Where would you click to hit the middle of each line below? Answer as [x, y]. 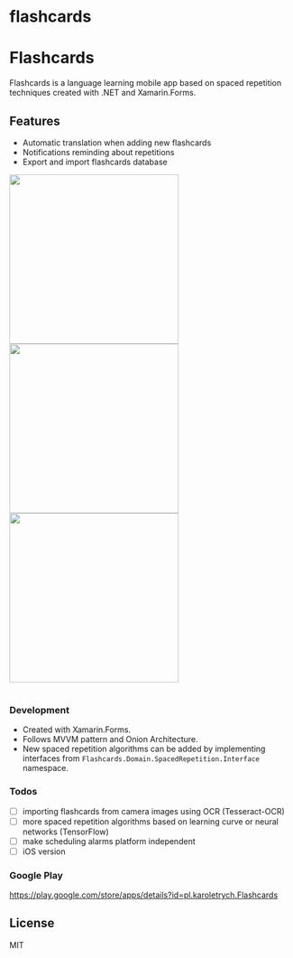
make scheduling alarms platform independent [109, 841]
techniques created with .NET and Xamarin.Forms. [103, 93]
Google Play [36, 875]
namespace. [46, 768]
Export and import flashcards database [95, 162]
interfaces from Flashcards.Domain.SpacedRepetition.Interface [141, 758]
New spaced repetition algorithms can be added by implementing [144, 749]
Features [35, 121]
